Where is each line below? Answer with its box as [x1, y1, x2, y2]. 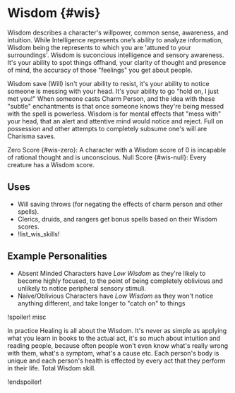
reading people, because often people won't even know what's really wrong [7, 341, 229, 350]
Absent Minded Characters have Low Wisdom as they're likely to [17, 269, 206, 277]
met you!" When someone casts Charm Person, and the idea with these [7, 94, 215, 103]
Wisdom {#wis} [7, 5, 101, 21]
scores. [17, 222, 40, 231]
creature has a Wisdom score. [7, 160, 95, 169]
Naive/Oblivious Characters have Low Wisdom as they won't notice [17, 291, 214, 300]
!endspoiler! [7, 377, 42, 386]
